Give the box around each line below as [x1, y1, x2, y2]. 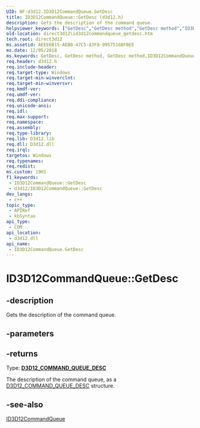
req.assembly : [6, 125, 42, 131]
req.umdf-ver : [6, 92, 42, 97]
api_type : [6, 219, 31, 225]
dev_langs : [6, 191, 33, 197]
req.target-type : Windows [6, 70, 70, 75]
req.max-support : [6, 114, 49, 119]
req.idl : [6, 108, 28, 114]
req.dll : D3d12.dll [6, 141, 55, 147]
